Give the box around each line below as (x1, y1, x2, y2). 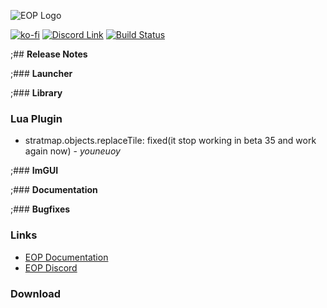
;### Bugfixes (10, 203, 71, 215)
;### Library (10, 87, 63, 99)
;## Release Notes (10, 48, 88, 60)
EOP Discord (24, 261, 78, 274)
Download (10, 286, 62, 300)
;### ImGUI (10, 165, 59, 177)
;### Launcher (10, 68, 73, 79)
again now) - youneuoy (24, 145, 121, 157)
